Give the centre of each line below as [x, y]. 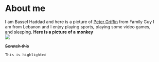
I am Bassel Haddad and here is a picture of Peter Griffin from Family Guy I [80, 22]
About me [25, 8]
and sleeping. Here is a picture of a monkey [49, 32]
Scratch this [17, 46]
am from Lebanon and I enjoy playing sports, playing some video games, [78, 26]
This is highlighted [26, 55]
